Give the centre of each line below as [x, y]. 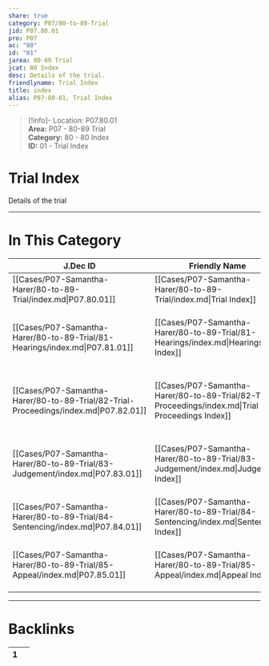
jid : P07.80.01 [34, 30]
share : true [28, 16]
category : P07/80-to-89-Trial [59, 23]
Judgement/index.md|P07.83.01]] [77, 474]
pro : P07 [23, 38]
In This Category [65, 240]
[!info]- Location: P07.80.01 [72, 120]
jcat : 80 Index [34, 68]
